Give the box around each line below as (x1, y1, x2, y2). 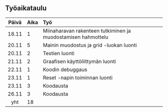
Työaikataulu (5, 4, 47, 12)
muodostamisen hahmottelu (42, 33, 108, 40)
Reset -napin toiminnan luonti (42, 74, 113, 81)
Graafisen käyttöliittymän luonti (42, 57, 116, 64)
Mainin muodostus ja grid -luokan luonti (42, 41, 137, 48)
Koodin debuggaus (42, 66, 87, 73)
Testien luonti (42, 49, 75, 56)
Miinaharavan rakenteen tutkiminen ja (42, 27, 131, 34)
